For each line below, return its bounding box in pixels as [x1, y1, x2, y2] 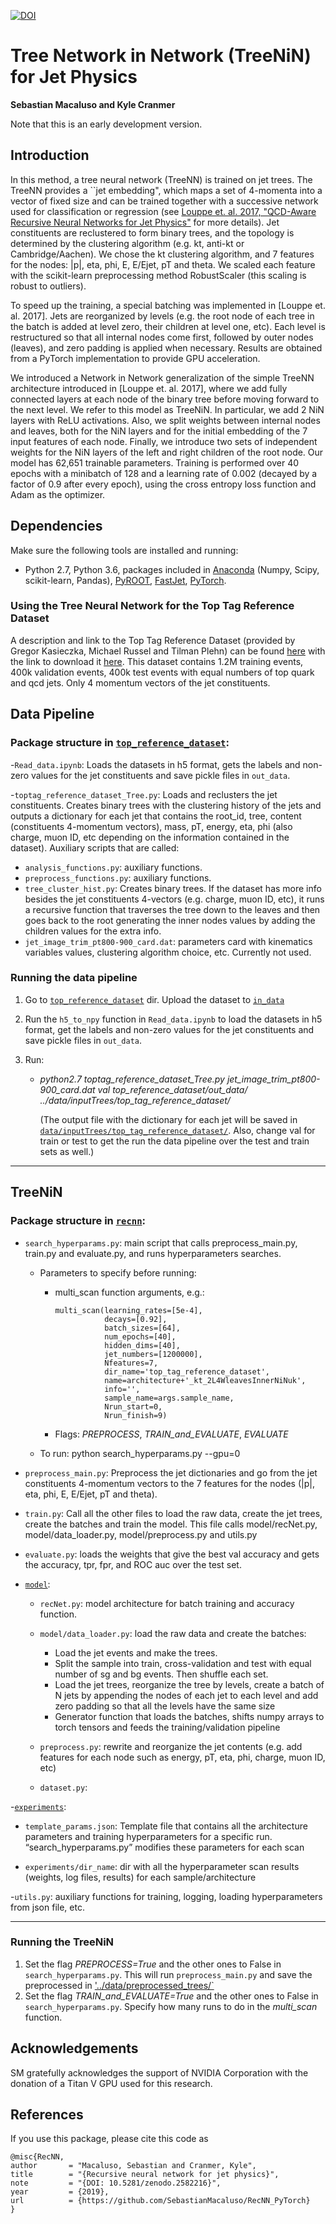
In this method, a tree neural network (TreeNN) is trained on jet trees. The [10, 173, 313, 185]
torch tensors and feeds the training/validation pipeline [54, 1721, 281, 1733]
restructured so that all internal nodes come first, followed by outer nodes [10, 331, 314, 343]
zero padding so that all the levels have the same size [54, 1700, 276, 1712]
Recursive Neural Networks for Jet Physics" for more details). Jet [10, 216, 280, 228]
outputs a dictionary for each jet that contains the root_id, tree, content [10, 810, 302, 822]
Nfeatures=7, [104, 1358, 159, 1368]
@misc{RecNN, [10, 2152, 65, 2162]
